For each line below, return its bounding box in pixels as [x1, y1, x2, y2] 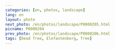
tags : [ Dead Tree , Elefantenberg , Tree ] [5, 36, 93, 41]
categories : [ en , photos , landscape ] [5, 7, 85, 13]
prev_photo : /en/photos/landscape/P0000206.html [5, 31, 110, 36]
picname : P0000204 [5, 27, 44, 32]
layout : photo [5, 17, 36, 22]
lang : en [5, 12, 24, 17]
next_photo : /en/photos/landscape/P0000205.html [5, 21, 110, 27]
